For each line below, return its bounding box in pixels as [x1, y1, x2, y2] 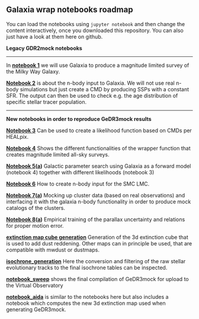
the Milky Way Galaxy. [6, 68, 60, 75]
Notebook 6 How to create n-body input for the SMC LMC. [6, 180, 150, 187]
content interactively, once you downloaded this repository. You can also [6, 27, 184, 34]
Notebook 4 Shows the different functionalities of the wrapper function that [6, 145, 191, 152]
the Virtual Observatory [6, 282, 63, 289]
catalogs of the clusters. [6, 204, 66, 211]
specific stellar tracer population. [6, 98, 87, 106]
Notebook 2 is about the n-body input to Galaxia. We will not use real [6, 79, 175, 87]
